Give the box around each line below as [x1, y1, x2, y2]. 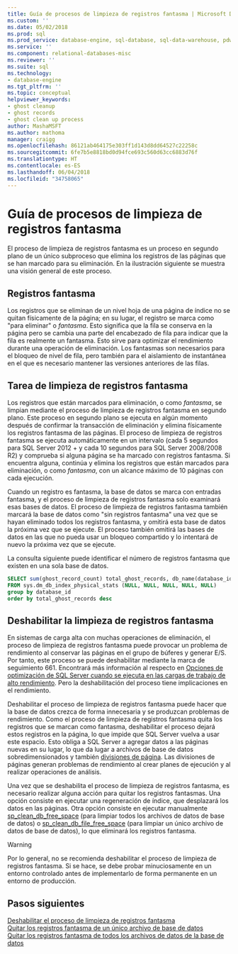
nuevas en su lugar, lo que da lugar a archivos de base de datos [7, 745, 193, 754]
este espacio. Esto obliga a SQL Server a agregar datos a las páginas [7, 738, 209, 746]
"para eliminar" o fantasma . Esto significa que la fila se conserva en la [7, 321, 212, 330]
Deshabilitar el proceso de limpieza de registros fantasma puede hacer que [7, 700, 227, 709]
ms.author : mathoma [7, 129, 65, 136]
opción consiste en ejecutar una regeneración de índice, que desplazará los [7, 797, 229, 805]
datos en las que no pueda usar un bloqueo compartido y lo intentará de [7, 533, 218, 541]
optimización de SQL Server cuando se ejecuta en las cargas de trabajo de [7, 671, 226, 680]
